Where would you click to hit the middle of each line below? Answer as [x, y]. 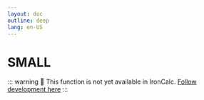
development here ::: [38, 89]
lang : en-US [25, 27]
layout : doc [25, 14]
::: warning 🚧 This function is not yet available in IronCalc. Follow [102, 82]
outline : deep [29, 21]
